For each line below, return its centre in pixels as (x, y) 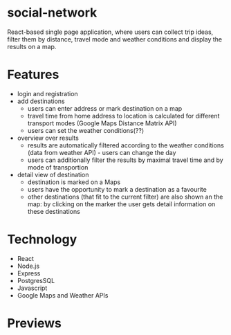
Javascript (32, 288)
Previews (35, 323)
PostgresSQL (36, 280)
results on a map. (32, 46)
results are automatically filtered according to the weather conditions (126, 145)
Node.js (28, 266)
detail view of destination (53, 174)
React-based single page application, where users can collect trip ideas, (110, 32)
